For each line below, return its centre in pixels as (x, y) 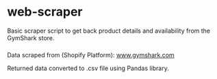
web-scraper (45, 12)
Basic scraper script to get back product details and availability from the (109, 31)
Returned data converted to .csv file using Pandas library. (88, 68)
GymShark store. (31, 37)
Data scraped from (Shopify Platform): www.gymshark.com (91, 54)
